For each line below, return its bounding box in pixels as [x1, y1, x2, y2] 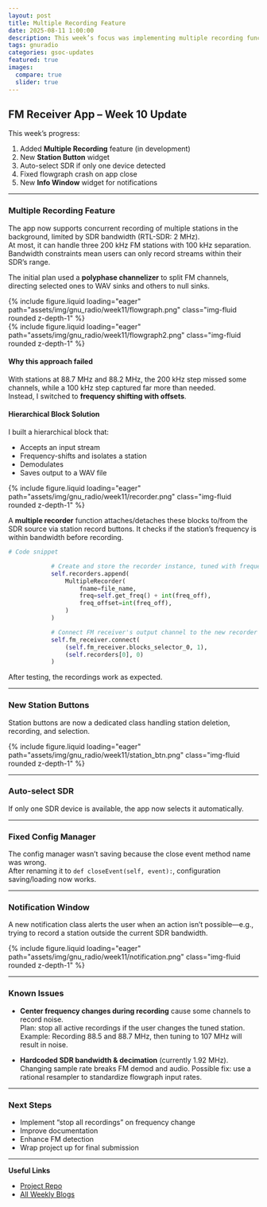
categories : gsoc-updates [8, 49, 94, 56]
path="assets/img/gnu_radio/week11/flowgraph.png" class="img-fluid [8, 305, 237, 314]
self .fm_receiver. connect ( [50, 635, 141, 644]
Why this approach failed [8, 357, 94, 367]
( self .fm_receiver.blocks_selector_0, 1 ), [64, 643, 208, 651]
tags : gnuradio [8, 41, 59, 49]
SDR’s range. [8, 257, 51, 266]
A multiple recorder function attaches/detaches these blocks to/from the [8, 516, 248, 526]
